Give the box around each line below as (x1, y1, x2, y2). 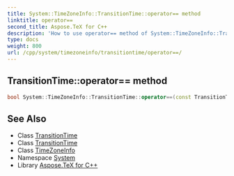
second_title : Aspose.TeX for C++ (7, 23, 108, 30)
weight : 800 (7, 43, 42, 50)
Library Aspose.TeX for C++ (17, 161, 98, 170)
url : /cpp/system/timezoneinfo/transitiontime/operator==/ (7, 50, 182, 57)
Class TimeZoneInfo (17, 146, 75, 154)
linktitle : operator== (7, 17, 73, 24)
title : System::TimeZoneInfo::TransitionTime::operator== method (7, 10, 201, 17)
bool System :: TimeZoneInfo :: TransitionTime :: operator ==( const (7, 94, 192, 101)
